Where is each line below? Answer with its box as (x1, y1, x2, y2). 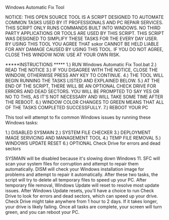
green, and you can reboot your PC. (5, 209, 80, 215)
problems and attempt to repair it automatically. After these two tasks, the (5, 171, 158, 178)
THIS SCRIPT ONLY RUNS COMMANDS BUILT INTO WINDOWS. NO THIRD (5, 25, 161, 31)
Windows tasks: (5, 120, 38, 125)
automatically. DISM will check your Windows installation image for (5, 166, 145, 172)
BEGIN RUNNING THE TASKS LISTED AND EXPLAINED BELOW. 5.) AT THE (5, 78, 160, 83)
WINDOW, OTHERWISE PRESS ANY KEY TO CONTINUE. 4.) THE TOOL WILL (5, 72, 164, 78)
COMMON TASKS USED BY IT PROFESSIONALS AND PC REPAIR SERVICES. (5, 20, 163, 25)
